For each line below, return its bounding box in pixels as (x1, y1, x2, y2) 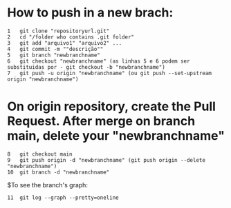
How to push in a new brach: (7, 5, 174, 21)
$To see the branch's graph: (7, 180, 89, 189)
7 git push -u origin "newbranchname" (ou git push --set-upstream (7, 70, 212, 76)
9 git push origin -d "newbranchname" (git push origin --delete (7, 156, 206, 163)
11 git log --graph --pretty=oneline (7, 194, 119, 201)
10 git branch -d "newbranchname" (7, 169, 110, 176)
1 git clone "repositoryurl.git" (7, 28, 110, 34)
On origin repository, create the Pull (7, 98, 216, 114)
